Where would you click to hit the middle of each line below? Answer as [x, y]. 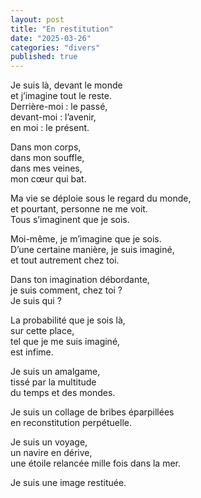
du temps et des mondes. [63, 393]
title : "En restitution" [62, 29]
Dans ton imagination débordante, [80, 280]
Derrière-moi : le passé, [59, 107]
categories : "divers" [55, 47]
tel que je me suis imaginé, [65, 342]
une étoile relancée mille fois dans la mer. [96, 463]
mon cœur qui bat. [48, 179]
